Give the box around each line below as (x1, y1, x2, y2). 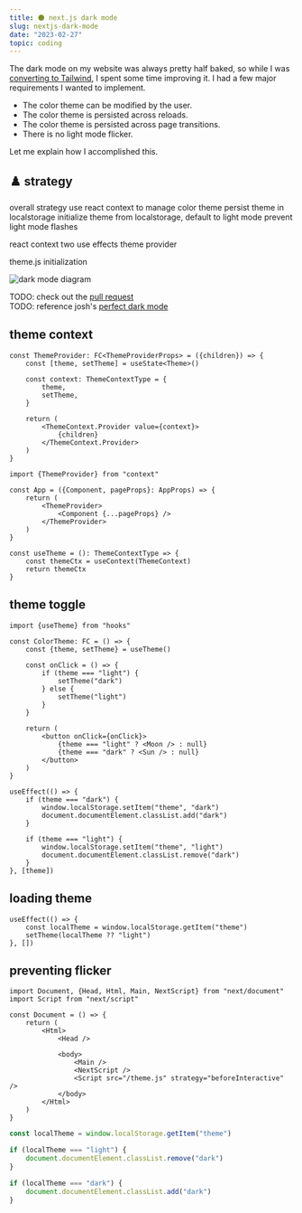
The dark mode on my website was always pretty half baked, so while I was (9, 63, 290, 74)
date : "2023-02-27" (9, 30, 83, 39)
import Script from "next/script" (9, 995, 140, 1004)
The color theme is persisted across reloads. (22, 109, 188, 120)
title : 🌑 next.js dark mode (9, 13, 118, 23)
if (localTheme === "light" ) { (9, 1145, 127, 1155)
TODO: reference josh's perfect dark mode (9, 301, 169, 312)
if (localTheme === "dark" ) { (9, 1179, 124, 1188)
